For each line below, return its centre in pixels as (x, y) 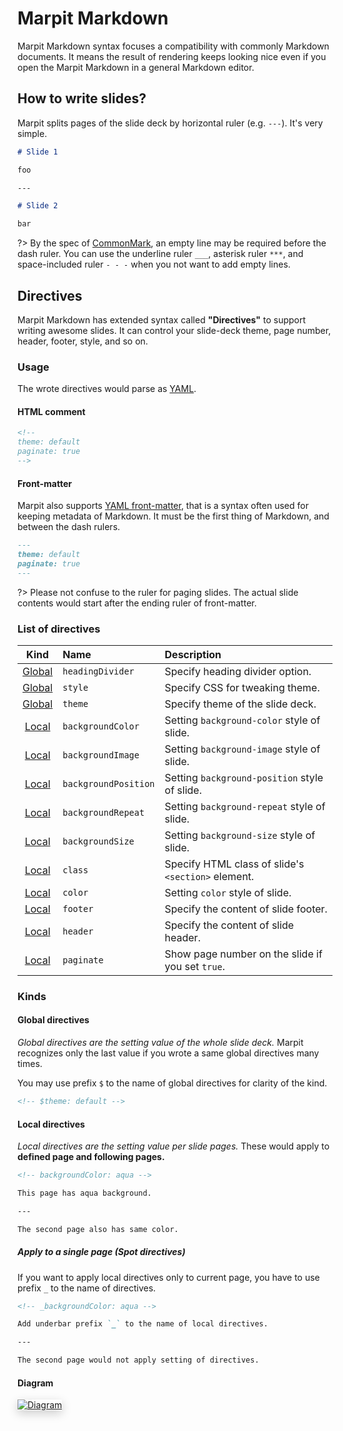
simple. (32, 133)
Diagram (35, 1383)
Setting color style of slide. (228, 892)
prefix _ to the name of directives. (87, 1288)
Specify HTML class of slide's (234, 864)
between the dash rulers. (69, 527)
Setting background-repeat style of (245, 806)
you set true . (194, 966)
